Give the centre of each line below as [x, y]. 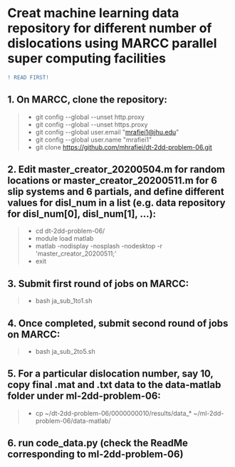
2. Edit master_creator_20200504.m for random [116, 170]
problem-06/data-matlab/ [73, 421]
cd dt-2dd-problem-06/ [70, 231]
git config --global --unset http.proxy [90, 117]
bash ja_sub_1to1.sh [64, 301]
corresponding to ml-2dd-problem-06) [95, 455]
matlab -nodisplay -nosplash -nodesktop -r [99, 246]
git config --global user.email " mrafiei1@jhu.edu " [107, 132]
